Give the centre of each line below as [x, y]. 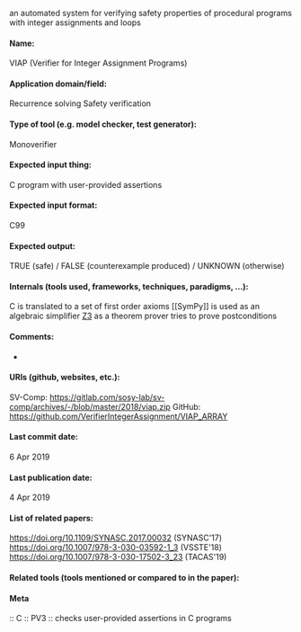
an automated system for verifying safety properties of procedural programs [150, 13]
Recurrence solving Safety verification [80, 103]
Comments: [32, 337]
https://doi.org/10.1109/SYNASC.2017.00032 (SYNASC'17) [116, 538]
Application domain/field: [58, 84]
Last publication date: [51, 477]
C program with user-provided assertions [86, 184]
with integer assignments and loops [75, 22]
